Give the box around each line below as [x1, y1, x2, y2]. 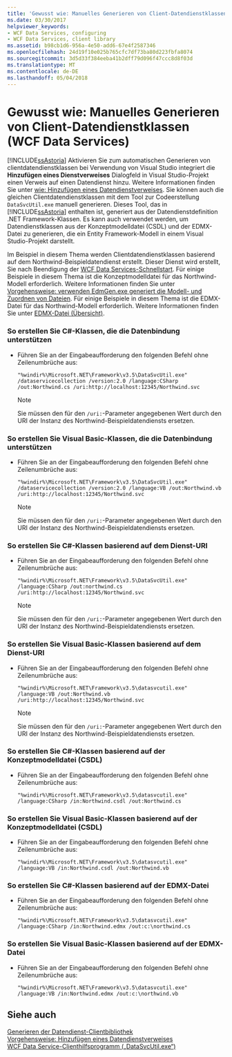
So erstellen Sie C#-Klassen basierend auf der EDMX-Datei [7, 881, 209, 891]
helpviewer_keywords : [7, 23, 70, 30]
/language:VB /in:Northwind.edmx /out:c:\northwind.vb [17, 990, 179, 997]
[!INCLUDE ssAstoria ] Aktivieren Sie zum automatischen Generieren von [7, 156, 211, 164]
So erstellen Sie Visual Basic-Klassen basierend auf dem [7, 640, 202, 649]
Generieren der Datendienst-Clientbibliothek [7, 1027, 133, 1036]
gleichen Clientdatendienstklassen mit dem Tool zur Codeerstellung [7, 193, 200, 201]
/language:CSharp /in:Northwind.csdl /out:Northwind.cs [17, 797, 182, 805]
